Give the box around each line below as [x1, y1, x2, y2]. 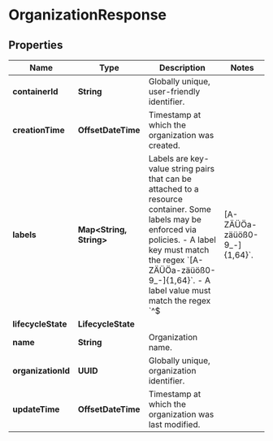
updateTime [12, 404, 60, 415]
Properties [8, 38, 63, 52]
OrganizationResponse [8, 6, 167, 24]
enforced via [148, 224, 197, 235]
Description [158, 63, 206, 73]
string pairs [171, 163, 215, 174]
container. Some [148, 204, 211, 214]
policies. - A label [148, 234, 217, 245]
